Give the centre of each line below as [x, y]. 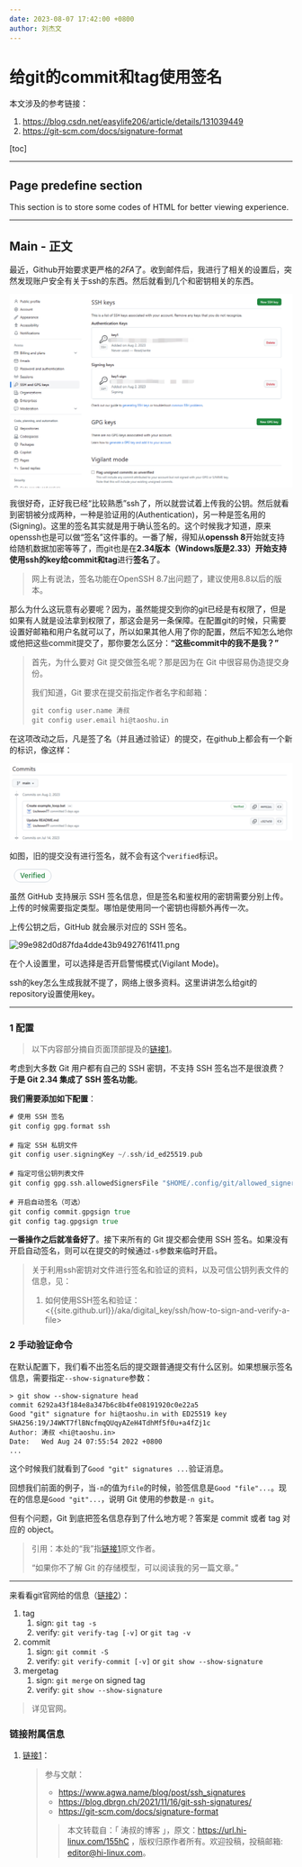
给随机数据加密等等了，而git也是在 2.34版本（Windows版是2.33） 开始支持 [148, 549]
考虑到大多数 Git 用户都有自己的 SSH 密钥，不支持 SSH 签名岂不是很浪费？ [147, 1068]
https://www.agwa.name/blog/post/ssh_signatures [152, 1792]
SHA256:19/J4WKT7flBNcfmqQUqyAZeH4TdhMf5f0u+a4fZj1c [110, 1423]
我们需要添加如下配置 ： [53, 1098]
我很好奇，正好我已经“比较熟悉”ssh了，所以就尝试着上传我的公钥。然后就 [145, 504]
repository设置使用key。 [55, 993]
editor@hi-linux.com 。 [109, 1853]
